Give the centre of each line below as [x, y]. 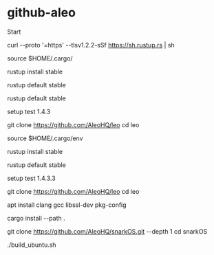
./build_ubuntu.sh [32, 245]
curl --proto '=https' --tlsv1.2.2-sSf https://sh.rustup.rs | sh [91, 45]
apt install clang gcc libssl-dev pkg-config [67, 205]
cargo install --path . [36, 218]
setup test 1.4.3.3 [32, 178]
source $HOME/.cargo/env [45, 138]
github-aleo [41, 13]
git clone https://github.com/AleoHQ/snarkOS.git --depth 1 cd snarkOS [107, 231]
